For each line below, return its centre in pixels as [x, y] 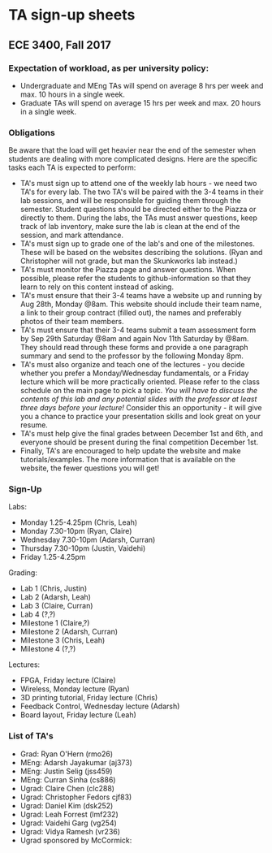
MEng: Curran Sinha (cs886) [68, 779]
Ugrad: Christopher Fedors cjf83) [76, 797]
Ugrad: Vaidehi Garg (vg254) [69, 823]
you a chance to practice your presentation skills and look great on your [140, 417]
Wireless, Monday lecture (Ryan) [75, 689]
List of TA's [31, 736]
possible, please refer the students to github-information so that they [136, 279]
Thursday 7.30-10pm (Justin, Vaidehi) [83, 548]
